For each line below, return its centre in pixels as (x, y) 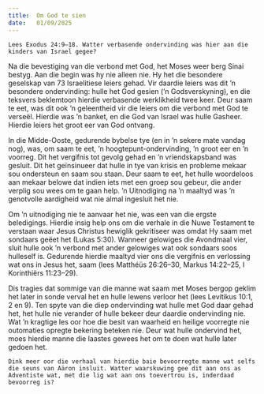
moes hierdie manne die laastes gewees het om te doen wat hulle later (123, 338)
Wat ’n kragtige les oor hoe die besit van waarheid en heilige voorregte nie (129, 321)
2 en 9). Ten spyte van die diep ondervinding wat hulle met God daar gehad (131, 305)
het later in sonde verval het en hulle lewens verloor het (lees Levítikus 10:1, (130, 296)
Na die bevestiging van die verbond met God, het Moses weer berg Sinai (126, 66)
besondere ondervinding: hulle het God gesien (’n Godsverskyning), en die (129, 91)
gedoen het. (28, 347)
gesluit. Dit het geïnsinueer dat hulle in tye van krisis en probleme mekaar (127, 165)
